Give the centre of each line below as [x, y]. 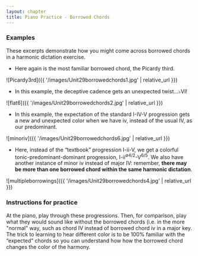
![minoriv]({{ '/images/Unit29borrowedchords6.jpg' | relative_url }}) [88, 138]
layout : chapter [26, 12]
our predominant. [36, 127]
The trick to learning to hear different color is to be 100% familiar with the [96, 234]
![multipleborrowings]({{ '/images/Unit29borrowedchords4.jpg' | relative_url [99, 181]
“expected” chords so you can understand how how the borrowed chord [95, 241]
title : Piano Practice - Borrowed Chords [58, 17]
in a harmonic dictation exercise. [46, 57]
